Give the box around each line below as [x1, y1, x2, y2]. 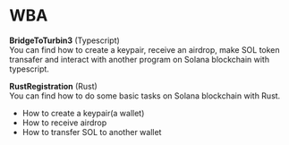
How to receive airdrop [21, 117, 107, 128]
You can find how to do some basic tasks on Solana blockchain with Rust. [9, 90, 281, 101]
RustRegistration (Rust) [9, 81, 98, 91]
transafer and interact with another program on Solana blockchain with [9, 54, 270, 64]
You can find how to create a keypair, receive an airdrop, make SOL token [9, 44, 280, 55]
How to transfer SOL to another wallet [21, 126, 162, 137]
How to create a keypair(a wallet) [21, 107, 145, 118]
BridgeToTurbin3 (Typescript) [9, 35, 121, 46]
